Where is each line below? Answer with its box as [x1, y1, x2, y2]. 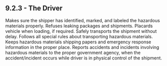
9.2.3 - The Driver [5, 4, 63, 13]
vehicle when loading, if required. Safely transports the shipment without [5, 28, 157, 34]
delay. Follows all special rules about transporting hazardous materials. [5, 33, 153, 39]
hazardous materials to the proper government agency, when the [5, 49, 141, 55]
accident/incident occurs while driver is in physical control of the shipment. [5, 55, 162, 61]
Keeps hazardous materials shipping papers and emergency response [5, 39, 152, 45]
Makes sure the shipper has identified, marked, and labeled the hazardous [5, 17, 160, 23]
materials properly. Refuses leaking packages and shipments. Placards [5, 23, 153, 29]
